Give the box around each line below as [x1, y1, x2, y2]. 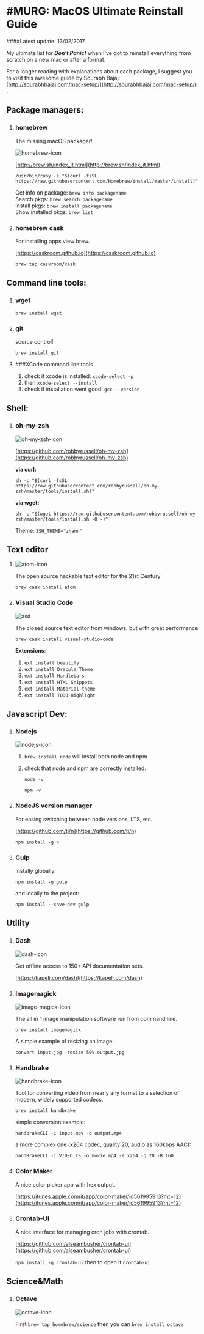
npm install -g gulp [15, 879, 68, 885]
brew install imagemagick [15, 1026, 81, 1033]
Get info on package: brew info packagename [15, 188, 127, 196]
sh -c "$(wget [15, 511, 51, 517]
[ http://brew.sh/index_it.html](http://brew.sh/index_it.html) [15, 161, 161, 168]
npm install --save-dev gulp [15, 901, 90, 908]
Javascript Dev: [6, 709, 68, 719]
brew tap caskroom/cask [15, 261, 76, 267]
